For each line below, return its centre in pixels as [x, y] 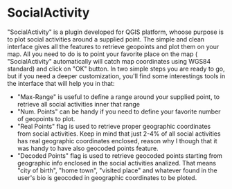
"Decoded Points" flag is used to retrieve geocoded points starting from [120, 155]
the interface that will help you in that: [61, 83]
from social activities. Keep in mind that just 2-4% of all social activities [119, 134]
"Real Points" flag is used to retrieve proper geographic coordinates [114, 126]
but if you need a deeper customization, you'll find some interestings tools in [116, 76]
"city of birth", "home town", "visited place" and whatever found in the [117, 170]
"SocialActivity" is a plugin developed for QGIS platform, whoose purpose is [115, 32]
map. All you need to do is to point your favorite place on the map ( [102, 54]
